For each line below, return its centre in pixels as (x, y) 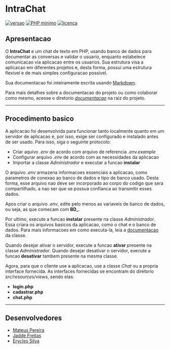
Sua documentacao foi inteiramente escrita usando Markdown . (71, 82)
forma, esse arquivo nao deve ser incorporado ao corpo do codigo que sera (84, 183)
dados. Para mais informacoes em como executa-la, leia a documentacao (82, 230)
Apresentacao (28, 39)
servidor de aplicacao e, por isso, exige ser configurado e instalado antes (82, 136)
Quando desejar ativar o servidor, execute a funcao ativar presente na (78, 245)
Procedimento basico (40, 119)
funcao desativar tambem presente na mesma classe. (62, 256)
